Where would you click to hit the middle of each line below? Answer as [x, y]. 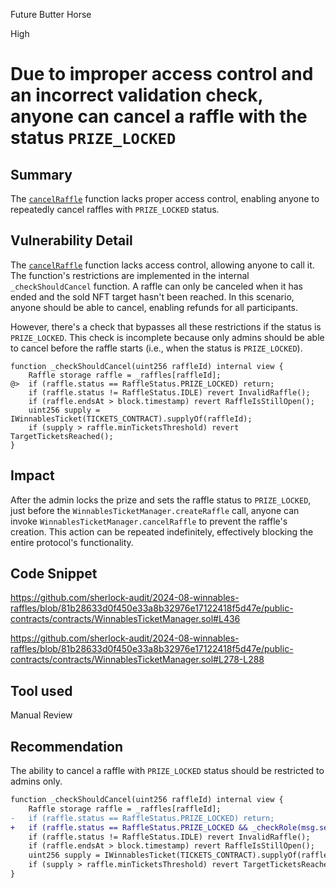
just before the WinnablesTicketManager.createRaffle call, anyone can [155, 510]
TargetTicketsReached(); [62, 436]
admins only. [36, 781]
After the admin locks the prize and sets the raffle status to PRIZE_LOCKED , [161, 500]
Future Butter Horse [51, 14]
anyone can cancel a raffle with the [159, 116]
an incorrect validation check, [137, 95]
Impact [32, 475]
